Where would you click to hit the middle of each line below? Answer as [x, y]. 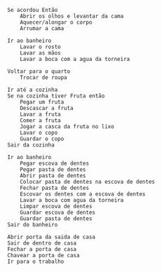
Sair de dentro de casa [42, 243]
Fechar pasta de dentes [55, 188]
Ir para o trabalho [36, 261]
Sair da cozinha [31, 145]
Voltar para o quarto [39, 72]
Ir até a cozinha [33, 90]
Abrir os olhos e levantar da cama [72, 16]
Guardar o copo [42, 139]
